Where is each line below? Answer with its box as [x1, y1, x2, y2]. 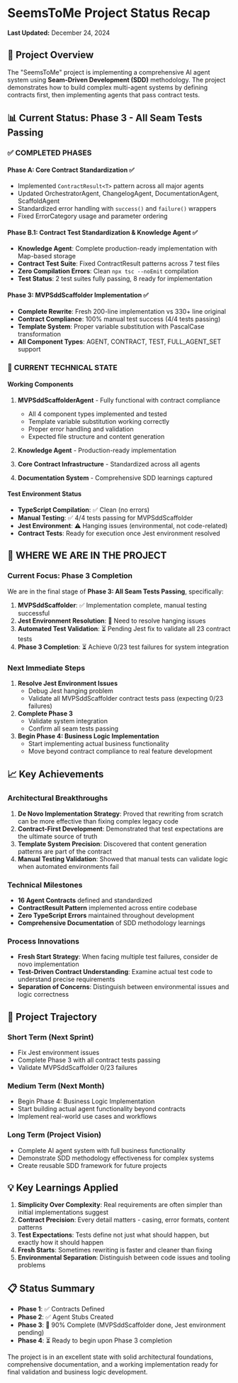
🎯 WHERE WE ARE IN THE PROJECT [7, 550, 167, 562]
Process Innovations [7, 936, 80, 946]
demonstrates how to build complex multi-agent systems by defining [7, 83, 208, 92]
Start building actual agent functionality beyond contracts [17, 1105, 186, 1113]
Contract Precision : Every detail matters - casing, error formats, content [17, 1215, 229, 1224]
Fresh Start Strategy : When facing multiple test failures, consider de [17, 953, 218, 961]
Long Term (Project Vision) [7, 1130, 102, 1140]
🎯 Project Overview [7, 49, 94, 61]
